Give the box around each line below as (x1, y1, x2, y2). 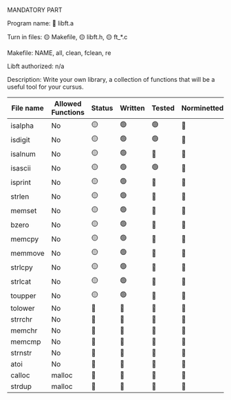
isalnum (10, 149, 36, 159)
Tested (151, 103, 175, 113)
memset (10, 205, 37, 215)
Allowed (54, 99, 82, 109)
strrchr (10, 315, 33, 324)
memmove (10, 248, 45, 258)
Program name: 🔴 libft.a (7, 19, 74, 27)
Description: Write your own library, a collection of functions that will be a (7, 76, 215, 83)
